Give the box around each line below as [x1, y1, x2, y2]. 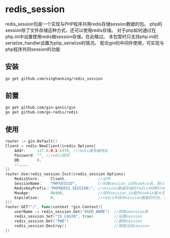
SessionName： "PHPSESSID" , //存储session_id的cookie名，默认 [14, 181, 165, 186]
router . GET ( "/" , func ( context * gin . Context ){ [5, 205, 103, 210]
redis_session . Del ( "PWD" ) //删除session [14, 218, 142, 223]
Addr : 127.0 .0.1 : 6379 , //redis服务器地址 [14, 148, 108, 153]
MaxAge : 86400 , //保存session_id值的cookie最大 [14, 191, 162, 196]
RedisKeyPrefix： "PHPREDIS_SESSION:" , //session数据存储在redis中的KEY [14, 185, 163, 191]
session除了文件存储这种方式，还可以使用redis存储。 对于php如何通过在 [5, 27, 156, 33]
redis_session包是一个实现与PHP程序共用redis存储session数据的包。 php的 [5, 21, 162, 27]
